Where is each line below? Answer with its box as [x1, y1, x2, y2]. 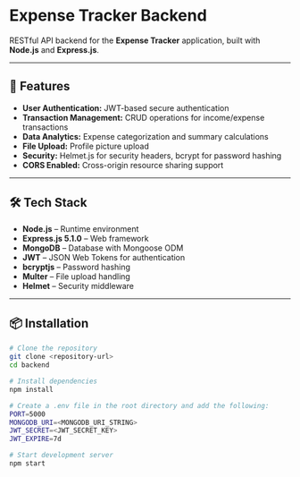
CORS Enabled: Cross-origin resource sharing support [21, 159, 224, 170]
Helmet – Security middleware [21, 280, 135, 291]
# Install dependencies [9, 377, 98, 386]
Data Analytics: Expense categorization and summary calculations [21, 131, 270, 141]
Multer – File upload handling [21, 270, 131, 282]
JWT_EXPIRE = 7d [9, 435, 62, 444]
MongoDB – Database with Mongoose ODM [21, 243, 184, 253]
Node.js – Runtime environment [21, 223, 139, 234]
